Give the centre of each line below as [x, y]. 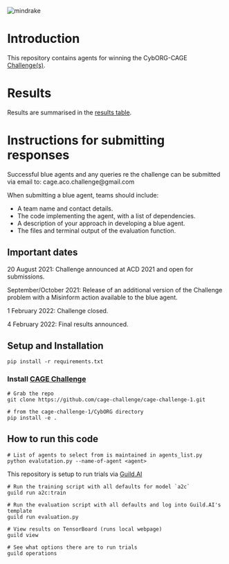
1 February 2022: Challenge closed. [58, 310]
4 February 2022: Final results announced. [68, 324]
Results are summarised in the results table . [70, 112]
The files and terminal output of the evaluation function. [97, 230]
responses [38, 155]
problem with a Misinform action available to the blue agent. [92, 297]
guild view [23, 535]
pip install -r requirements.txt [55, 362]
